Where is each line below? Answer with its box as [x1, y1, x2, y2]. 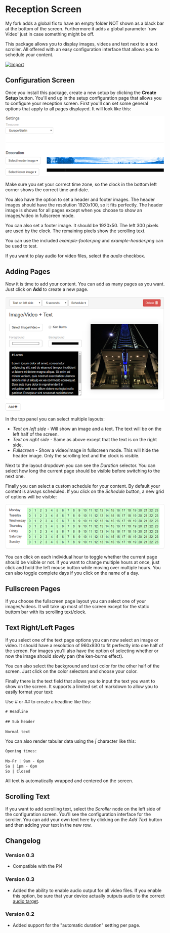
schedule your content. [5, 52, 54, 58]
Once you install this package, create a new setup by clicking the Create [5, 90, 157, 96]
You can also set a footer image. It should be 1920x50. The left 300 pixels [5, 223, 158, 229]
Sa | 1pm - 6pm [5, 764, 37, 769]
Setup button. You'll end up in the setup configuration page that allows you [5, 95, 162, 101]
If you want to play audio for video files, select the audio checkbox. [5, 253, 146, 259]
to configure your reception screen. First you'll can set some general [5, 100, 148, 106]
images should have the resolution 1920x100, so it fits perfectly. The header [5, 202, 163, 208]
